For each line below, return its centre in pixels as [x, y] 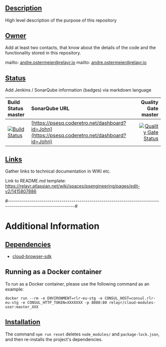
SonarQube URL [51, 109]
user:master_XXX [22, 307]
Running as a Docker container [54, 272]
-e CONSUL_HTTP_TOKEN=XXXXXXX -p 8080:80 [64, 302]
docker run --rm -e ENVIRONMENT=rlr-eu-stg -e [54, 298]
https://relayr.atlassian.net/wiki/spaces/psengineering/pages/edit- [72, 186]
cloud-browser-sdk [32, 256]
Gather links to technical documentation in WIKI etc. [58, 171]
